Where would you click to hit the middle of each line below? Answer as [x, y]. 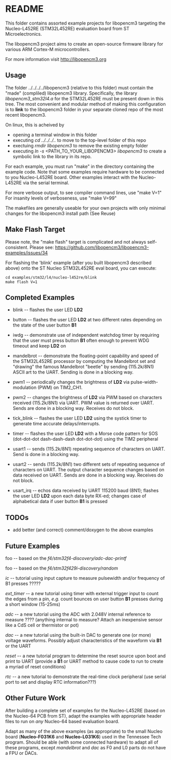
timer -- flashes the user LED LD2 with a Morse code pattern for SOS [85, 433]
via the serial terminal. [46, 183]
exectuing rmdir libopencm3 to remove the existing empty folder [80, 145]
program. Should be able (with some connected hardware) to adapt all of [82, 742]
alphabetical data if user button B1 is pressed [60, 502]
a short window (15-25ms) [33, 604]
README [25, 9]
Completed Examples [40, 297]
